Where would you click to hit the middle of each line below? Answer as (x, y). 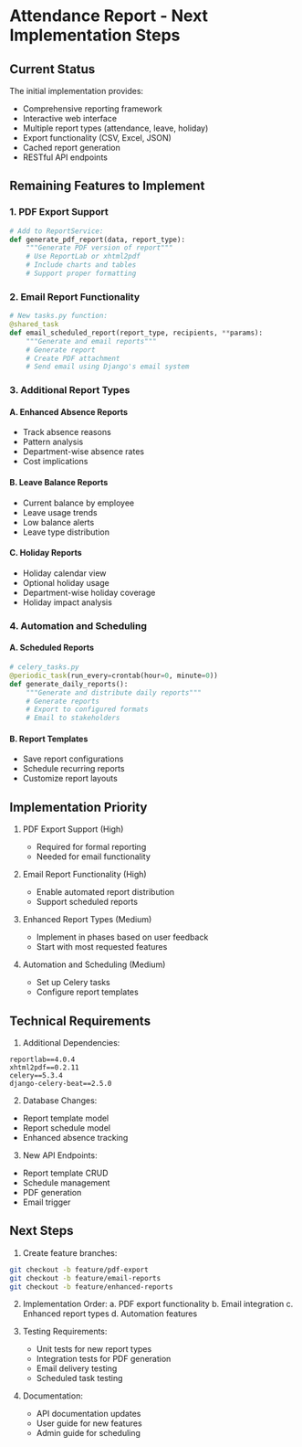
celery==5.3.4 (36, 1075)
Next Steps (42, 1231)
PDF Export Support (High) (73, 829)
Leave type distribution (66, 532)
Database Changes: (60, 1100)
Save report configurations (73, 759)
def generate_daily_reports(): (69, 684)
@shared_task (34, 325)
